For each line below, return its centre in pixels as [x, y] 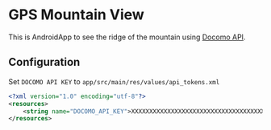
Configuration [44, 62]
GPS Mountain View [77, 15]
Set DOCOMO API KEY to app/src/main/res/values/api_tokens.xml [114, 81]
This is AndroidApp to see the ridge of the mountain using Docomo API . [127, 37]
